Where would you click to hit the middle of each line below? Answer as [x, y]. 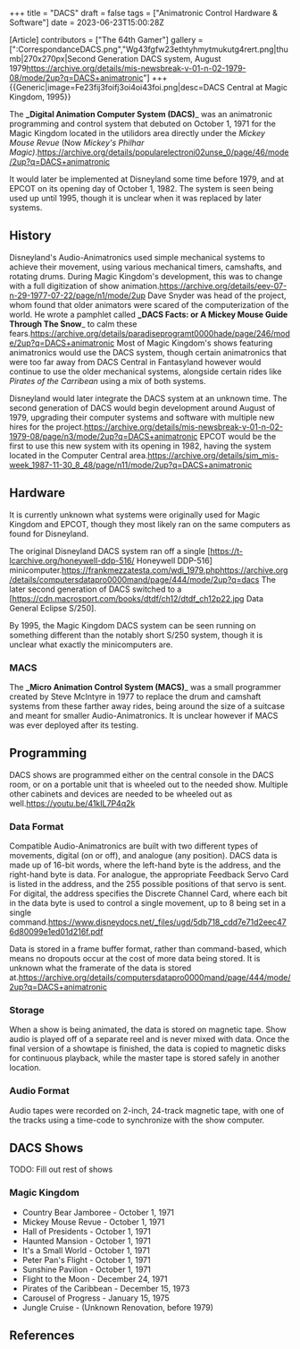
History [30, 236]
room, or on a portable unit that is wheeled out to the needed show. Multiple [149, 784]
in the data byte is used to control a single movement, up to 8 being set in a [148, 903]
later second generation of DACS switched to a [96, 589]
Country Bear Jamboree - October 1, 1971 [98, 1212]
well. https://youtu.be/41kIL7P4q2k [72, 803]
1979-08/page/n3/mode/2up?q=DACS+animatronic [104, 436]
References [42, 1336]
